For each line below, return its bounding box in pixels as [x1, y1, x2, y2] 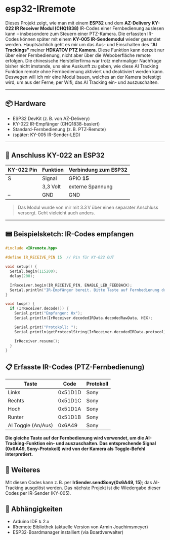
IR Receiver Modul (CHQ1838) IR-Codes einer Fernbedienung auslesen [15, 25, 164, 31]
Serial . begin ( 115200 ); [10, 269, 58, 274]
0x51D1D [58, 389, 82, 396]
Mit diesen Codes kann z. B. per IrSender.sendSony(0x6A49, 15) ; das [5, 479, 152, 485]
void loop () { [5, 301, 35, 306]
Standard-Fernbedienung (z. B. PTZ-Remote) [12, 126, 106, 132]
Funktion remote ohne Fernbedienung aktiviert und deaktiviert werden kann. [5, 68, 164, 74]
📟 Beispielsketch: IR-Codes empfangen [5, 230, 134, 238]
